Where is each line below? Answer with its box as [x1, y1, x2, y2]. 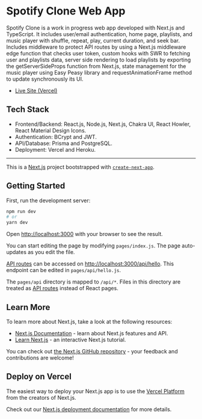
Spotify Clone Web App [6, 4, 126, 18]
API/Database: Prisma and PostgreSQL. [14, 140, 113, 147]
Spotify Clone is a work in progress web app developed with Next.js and [6, 24, 185, 31]
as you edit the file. [28, 249, 75, 256]
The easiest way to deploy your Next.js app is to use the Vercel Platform [6, 387, 185, 395]
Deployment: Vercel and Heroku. [14, 146, 96, 153]
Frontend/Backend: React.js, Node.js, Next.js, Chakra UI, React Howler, [14, 120, 191, 128]
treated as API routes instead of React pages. [6, 285, 118, 292]
